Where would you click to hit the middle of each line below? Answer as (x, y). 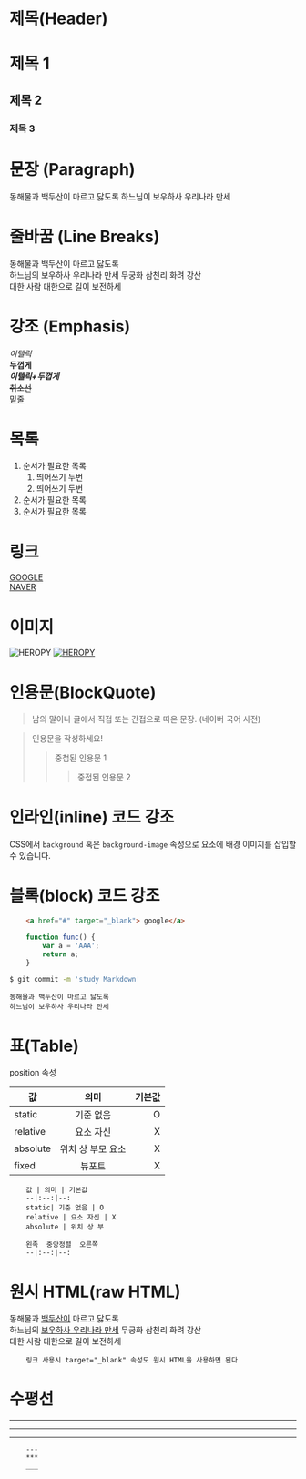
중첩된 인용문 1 (81, 758)
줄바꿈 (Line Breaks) (85, 236)
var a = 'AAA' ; (71, 945)
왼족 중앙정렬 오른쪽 (62, 1245)
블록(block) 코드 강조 (85, 896)
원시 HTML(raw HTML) (95, 1292)
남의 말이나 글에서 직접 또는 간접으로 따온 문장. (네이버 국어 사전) (146, 719)
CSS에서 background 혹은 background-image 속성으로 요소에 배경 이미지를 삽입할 (153, 844)
